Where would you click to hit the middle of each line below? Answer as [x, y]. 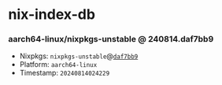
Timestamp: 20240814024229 [65, 73]
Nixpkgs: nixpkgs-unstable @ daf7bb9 [79, 56]
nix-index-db [52, 15]
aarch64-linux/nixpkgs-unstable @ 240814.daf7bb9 [111, 39]
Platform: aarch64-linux [58, 65]
